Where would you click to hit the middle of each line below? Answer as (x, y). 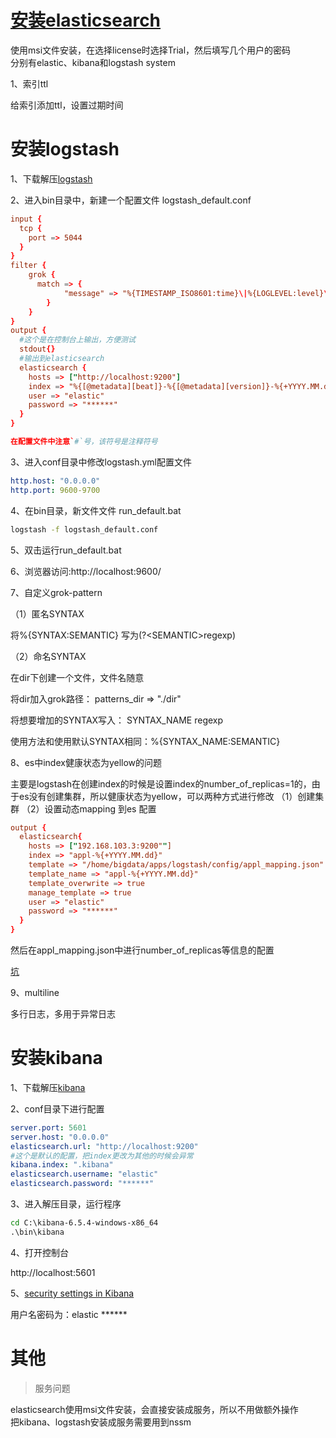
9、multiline (35, 992)
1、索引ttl (29, 83)
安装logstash (65, 149)
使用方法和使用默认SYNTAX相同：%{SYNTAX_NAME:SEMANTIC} (145, 741)
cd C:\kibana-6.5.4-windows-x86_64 (84, 1223)
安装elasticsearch (86, 20)
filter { (28, 266)
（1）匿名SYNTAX (47, 613)
